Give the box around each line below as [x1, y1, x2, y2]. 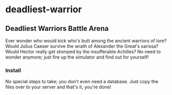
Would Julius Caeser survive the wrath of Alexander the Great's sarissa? [5, 43, 159, 49]
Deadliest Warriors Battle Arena [5, 24, 109, 33]
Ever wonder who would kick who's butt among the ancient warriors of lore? [5, 37, 167, 44]
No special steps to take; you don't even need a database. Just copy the [5, 79, 159, 85]
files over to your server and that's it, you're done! [5, 84, 111, 90]
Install [5, 67, 22, 74]
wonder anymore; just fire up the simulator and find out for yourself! [5, 54, 149, 60]
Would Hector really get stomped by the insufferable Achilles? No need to [5, 49, 161, 54]
